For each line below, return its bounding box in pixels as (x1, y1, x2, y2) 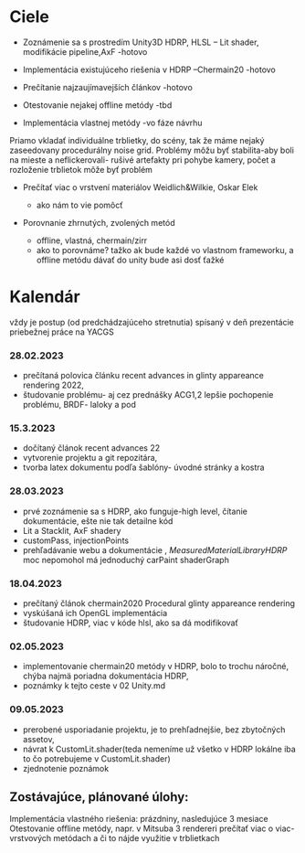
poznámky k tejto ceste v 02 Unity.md (22, 680, 166, 691)
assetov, (22, 733, 55, 744)
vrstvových (9, 833, 52, 844)
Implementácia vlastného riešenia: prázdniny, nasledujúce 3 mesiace (9, 814, 269, 825)
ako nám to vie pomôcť (36, 199, 123, 210)
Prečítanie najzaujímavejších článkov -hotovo (22, 81, 194, 92)
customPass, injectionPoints (22, 535, 130, 546)
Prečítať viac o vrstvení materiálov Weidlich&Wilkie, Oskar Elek (22, 181, 258, 193)
